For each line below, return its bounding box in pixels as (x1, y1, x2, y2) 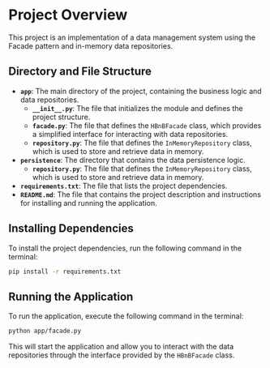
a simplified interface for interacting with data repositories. (32, 129, 229, 139)
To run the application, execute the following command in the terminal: (8, 311, 244, 321)
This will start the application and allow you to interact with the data (8, 342, 234, 352)
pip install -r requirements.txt (8, 267, 122, 276)
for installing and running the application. (19, 198, 158, 208)
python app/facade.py (8, 327, 82, 336)
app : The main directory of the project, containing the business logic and (19, 86, 262, 96)
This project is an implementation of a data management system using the (8, 32, 256, 42)
